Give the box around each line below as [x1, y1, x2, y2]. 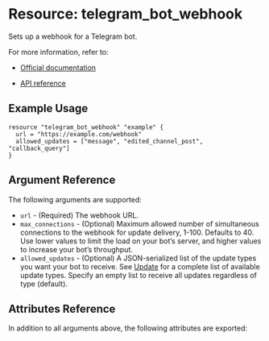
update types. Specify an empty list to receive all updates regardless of [19, 270, 258, 280]
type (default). [19, 279, 68, 289]
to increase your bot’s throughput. [19, 244, 133, 254]
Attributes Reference [8, 301, 116, 315]
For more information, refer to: [8, 47, 109, 56]
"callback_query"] [8, 144, 70, 152]
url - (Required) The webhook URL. [19, 210, 139, 220]
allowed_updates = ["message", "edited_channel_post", [15, 137, 204, 145]
